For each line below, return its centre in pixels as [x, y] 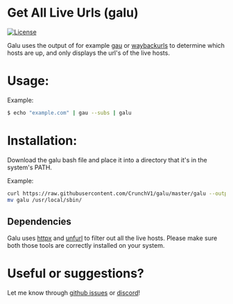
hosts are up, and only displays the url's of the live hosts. [88, 53]
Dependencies [39, 221]
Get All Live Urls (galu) [73, 13]
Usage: [28, 81]
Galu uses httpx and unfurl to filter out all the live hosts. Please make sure [112, 238]
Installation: [42, 141]
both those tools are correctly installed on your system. [86, 246]
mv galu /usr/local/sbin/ [44, 200]
